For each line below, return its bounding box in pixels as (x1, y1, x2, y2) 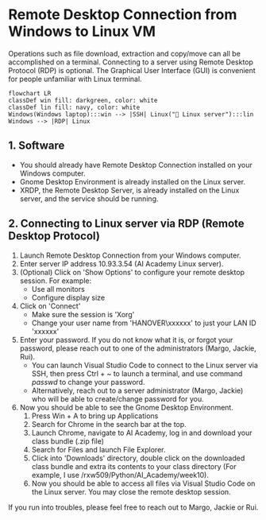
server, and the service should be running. (19, 193, 159, 204)
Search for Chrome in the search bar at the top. (31, 419, 187, 429)
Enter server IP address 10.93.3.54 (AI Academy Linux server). (19, 258, 224, 268)
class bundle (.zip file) (31, 436, 105, 446)
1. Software (8, 139, 65, 153)
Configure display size (31, 293, 106, 302)
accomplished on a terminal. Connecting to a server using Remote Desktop (8, 57, 254, 67)
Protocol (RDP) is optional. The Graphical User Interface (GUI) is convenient (8, 65, 256, 75)
